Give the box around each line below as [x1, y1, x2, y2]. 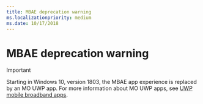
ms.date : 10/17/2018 [6, 20, 59, 26]
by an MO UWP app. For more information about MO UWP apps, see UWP [6, 85, 193, 92]
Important [6, 66, 31, 74]
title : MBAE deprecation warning [6, 9, 92, 15]
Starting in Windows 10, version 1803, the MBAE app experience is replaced [6, 78, 197, 86]
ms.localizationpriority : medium [6, 15, 92, 21]
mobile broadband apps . [6, 91, 68, 99]
